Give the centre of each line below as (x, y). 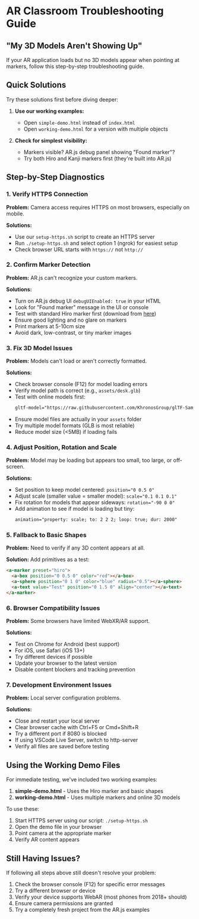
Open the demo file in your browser (58, 827)
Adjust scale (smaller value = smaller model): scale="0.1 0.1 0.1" (96, 496)
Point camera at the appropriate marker (63, 833)
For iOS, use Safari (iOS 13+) (50, 650)
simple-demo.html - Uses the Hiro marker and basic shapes (89, 791)
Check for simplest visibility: (51, 140)
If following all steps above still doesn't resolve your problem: (81, 873)
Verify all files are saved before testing (62, 747)
